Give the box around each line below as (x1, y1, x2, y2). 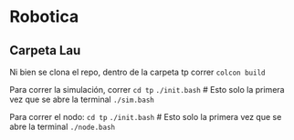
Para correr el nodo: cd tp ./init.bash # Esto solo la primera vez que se (9, 112, 282, 122)
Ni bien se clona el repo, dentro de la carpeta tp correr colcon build (9, 66, 266, 77)
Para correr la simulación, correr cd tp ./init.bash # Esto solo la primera (9, 85, 285, 95)
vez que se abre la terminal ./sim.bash (9, 94, 155, 105)
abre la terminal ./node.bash (9, 121, 116, 132)
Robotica (9, 6, 79, 27)
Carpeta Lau (9, 43, 81, 58)
